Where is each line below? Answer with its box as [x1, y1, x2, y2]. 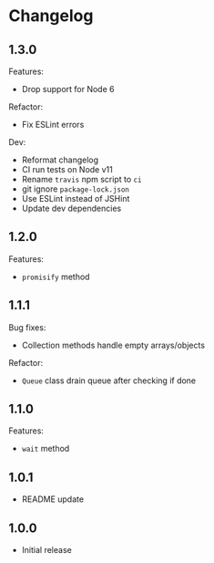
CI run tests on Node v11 [21, 164, 113, 174]
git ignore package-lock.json [21, 183, 129, 194]
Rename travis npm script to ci [21, 174, 142, 184]
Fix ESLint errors [21, 120, 85, 130]
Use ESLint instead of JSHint [21, 193, 130, 203]
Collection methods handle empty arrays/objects [21, 339, 206, 350]
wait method [21, 443, 70, 454]
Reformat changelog [21, 154, 99, 165]
